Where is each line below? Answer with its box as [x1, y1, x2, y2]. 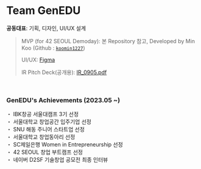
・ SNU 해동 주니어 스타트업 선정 [6, 126, 85, 133]
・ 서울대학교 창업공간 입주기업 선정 [6, 118, 91, 125]
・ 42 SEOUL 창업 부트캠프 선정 [6, 148, 83, 156]
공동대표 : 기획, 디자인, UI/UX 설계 [6, 24, 86, 32]
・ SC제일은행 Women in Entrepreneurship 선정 [6, 141, 123, 148]
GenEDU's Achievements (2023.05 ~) [6, 95, 121, 104]
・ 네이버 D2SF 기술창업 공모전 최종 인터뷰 [6, 156, 108, 164]
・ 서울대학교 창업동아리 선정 [6, 133, 76, 140]
